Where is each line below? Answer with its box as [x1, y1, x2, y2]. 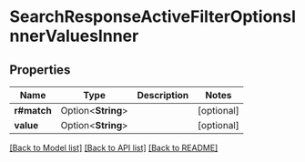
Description [137, 89, 189, 101]
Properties [9, 62, 71, 77]
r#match [14, 105, 52, 116]
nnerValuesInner [9, 25, 139, 46]
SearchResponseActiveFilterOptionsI [9, 6, 297, 27]
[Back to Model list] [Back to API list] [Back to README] [9, 143, 219, 153]
